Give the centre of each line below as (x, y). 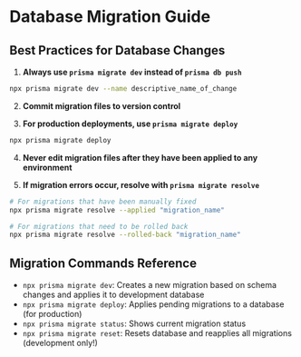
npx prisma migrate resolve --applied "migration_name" (117, 210)
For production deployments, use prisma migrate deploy (130, 124)
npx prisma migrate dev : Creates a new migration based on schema (150, 285)
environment (47, 167)
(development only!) (60, 343)
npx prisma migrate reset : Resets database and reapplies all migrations (157, 333)
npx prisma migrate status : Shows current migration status (134, 323)
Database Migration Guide (110, 17)
